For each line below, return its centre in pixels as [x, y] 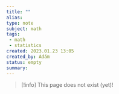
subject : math [24, 29]
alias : [14, 17]
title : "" [19, 12]
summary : [17, 68]
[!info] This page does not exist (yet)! [67, 85]
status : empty [24, 62]
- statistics [25, 46]
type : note [20, 23]
